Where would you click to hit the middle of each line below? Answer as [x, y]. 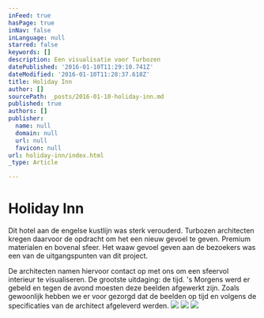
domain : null [37, 133]
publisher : [26, 119]
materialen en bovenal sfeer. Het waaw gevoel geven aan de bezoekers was [132, 248]
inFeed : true [30, 15]
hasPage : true [32, 23]
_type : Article [33, 163]
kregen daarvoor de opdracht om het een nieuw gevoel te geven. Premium [130, 239]
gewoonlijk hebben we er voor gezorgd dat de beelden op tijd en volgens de [132, 297]
